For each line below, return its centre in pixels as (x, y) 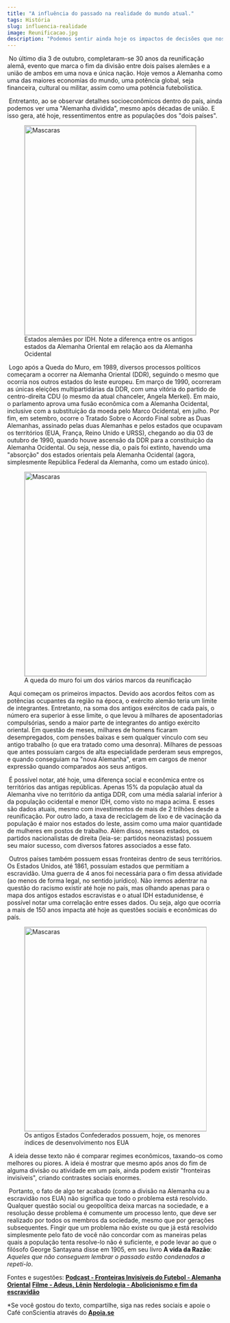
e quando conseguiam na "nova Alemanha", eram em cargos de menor (107, 759)
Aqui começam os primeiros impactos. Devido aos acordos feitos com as (112, 694)
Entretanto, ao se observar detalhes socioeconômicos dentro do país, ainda (115, 101)
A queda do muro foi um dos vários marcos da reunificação (108, 680)
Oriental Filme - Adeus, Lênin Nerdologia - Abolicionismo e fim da (102, 1285)
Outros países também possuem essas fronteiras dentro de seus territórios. (115, 859)
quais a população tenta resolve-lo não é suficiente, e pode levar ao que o (112, 1242)
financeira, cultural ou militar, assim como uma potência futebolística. (105, 88)
